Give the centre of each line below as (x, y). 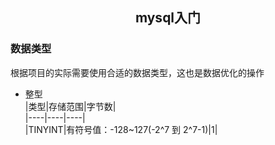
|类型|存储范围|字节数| (70, 106)
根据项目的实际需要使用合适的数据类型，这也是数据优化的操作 (137, 72)
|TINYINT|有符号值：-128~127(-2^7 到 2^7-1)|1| (121, 129)
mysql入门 (168, 18)
